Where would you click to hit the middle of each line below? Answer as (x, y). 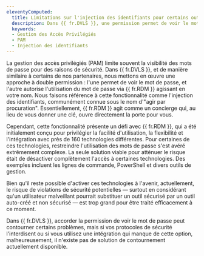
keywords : (24, 29)
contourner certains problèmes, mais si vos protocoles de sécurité (89, 227)
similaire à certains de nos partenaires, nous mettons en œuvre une (91, 76)
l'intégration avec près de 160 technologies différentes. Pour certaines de (98, 139)
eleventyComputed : (29, 12)
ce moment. (21, 209)
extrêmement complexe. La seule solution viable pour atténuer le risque (96, 152)
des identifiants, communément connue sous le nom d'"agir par (86, 101)
